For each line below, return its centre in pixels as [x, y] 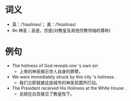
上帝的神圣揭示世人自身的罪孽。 [51, 71]
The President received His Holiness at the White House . [69, 88]
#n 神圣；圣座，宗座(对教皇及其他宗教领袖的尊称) [61, 30]
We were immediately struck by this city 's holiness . [64, 77]
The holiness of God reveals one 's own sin [55, 66]
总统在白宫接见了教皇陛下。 [47, 94]
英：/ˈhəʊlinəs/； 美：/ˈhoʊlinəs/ [44, 24]
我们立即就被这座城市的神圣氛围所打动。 [59, 83]
